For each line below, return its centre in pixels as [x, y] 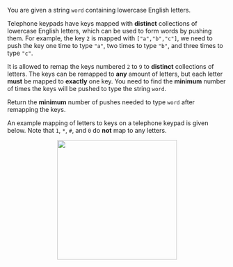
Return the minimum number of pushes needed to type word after [101, 102]
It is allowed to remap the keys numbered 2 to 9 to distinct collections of [111, 66]
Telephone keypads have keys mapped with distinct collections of [102, 23]
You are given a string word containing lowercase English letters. [99, 10]
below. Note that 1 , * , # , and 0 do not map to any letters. [87, 130]
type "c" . [20, 53]
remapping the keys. [37, 110]
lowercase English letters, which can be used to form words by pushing [110, 31]
